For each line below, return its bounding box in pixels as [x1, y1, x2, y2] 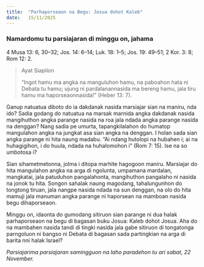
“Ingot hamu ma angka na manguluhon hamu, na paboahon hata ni [21, 78, 189, 86]
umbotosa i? [6, 148, 38, 156]
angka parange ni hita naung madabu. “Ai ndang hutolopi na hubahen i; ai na [6, 135, 198, 143]
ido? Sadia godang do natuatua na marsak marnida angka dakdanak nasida [6, 109, 195, 117]
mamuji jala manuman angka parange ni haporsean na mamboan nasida [6, 192, 187, 199]
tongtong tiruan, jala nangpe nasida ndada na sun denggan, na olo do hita [6, 186, 191, 193]
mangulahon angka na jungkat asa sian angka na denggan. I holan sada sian [6, 129, 198, 136]
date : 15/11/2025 [6, 15, 56, 21]
